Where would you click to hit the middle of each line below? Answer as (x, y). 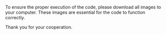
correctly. (15, 17)
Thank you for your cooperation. (39, 27)
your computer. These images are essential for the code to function (75, 12)
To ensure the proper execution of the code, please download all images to (83, 7)
